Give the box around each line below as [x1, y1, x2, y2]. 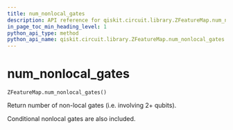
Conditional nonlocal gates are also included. [7, 115, 136, 123]
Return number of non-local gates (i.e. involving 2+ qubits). [7, 101, 177, 110]
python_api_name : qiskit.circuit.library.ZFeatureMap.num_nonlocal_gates [7, 36, 225, 43]
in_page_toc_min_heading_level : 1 [7, 23, 107, 30]
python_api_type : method [7, 29, 79, 37]
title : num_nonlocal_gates [7, 10, 85, 17]
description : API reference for [7, 17, 101, 24]
